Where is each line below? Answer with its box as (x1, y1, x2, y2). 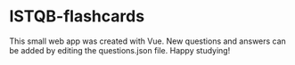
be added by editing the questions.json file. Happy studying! (9, 45, 231, 55)
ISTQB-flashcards (9, 6, 145, 27)
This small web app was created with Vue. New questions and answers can (9, 36, 287, 46)
